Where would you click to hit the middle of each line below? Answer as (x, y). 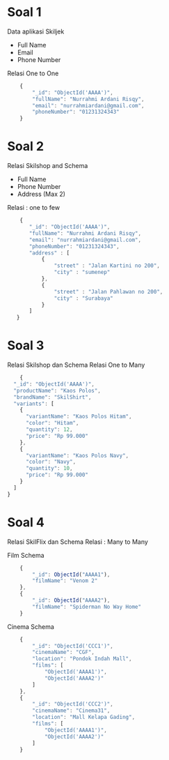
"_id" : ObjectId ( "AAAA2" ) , (71, 600)
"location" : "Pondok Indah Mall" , (82, 659)
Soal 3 (26, 345)
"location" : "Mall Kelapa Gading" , (84, 717)
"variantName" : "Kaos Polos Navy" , (77, 455)
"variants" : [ (34, 404)
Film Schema (26, 555)
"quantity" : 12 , (49, 430)
